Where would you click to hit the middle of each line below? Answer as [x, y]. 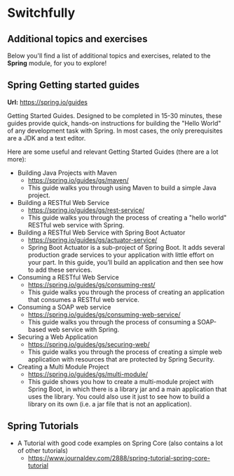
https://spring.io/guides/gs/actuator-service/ [92, 239]
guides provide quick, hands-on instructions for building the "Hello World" [114, 123]
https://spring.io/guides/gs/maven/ [78, 180]
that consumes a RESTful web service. [84, 299]
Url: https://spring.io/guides [47, 102]
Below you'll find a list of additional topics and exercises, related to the [109, 55]
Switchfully [41, 13]
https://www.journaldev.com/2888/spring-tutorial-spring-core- [119, 458]
